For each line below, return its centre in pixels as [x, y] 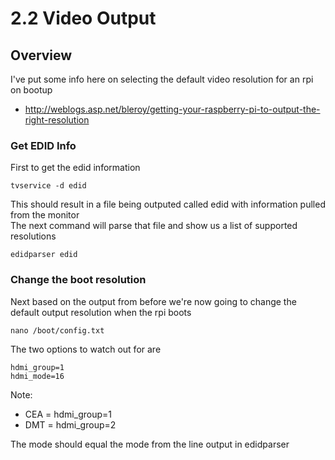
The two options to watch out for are [86, 349]
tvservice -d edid [48, 186]
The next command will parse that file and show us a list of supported [154, 226]
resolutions [33, 236]
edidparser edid [44, 255]
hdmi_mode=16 [37, 376]
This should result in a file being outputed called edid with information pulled [168, 204]
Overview [41, 55]
